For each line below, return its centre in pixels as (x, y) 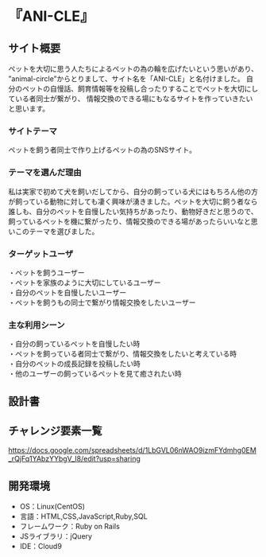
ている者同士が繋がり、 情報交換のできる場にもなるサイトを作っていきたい (131, 99)
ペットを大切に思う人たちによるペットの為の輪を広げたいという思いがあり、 (133, 69)
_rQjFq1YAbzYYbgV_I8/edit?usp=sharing (75, 459)
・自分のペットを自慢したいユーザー (67, 292)
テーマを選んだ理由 (45, 173)
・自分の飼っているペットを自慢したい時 (74, 344)
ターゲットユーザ (41, 254)
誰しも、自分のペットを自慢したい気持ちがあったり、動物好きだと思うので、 (133, 211)
